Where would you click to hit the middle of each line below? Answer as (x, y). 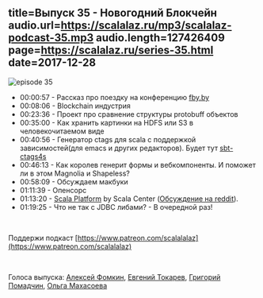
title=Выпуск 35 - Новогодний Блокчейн (113, 13)
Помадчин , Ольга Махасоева (58, 285)
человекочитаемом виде (62, 131)
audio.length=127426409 (161, 38)
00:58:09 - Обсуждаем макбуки (74, 181)
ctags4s (33, 156)
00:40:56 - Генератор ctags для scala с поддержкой (108, 139)
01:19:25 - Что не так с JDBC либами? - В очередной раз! (116, 207)
